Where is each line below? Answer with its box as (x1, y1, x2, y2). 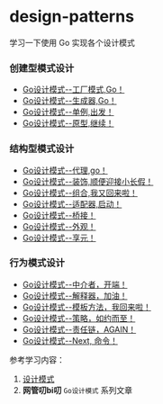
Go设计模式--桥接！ (22, 210, 96, 220)
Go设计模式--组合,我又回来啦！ (22, 187, 138, 198)
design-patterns (9, 6, 135, 27)
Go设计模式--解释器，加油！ (22, 290, 128, 301)
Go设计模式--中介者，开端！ (22, 279, 128, 290)
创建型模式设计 (9, 61, 75, 74)
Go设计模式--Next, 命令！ (22, 335, 119, 346)
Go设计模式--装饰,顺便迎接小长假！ (22, 175, 154, 186)
